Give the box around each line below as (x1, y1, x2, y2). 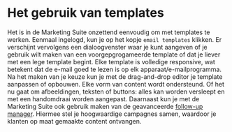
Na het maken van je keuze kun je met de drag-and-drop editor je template (7, 72, 223, 81)
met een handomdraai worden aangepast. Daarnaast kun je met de (7, 94, 200, 103)
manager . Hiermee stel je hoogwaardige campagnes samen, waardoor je (7, 110, 217, 118)
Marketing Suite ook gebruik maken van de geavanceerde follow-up (7, 102, 203, 110)
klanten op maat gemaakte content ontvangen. (7, 117, 142, 125)
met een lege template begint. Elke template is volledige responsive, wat (7, 57, 215, 66)
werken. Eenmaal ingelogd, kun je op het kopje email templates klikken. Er (7, 35, 222, 43)
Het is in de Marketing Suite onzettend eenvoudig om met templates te (7, 28, 210, 36)
